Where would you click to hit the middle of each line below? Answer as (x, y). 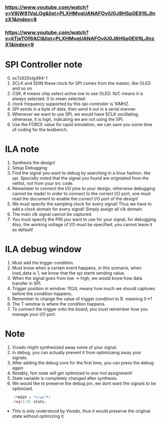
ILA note (22, 149)
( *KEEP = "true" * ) (32, 397)
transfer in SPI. (27, 283)
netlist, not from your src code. (43, 183)
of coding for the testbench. (40, 130)
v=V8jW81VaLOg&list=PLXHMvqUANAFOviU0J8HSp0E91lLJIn (80, 13)
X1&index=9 (20, 44)
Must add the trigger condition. (43, 262)
